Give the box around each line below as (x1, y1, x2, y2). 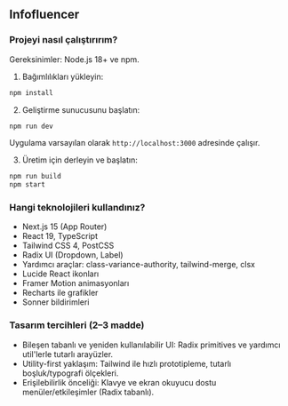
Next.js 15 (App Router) (21, 221, 108, 232)
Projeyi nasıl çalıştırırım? (9, 34, 118, 46)
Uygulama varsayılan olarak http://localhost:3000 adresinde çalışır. (9, 138, 260, 148)
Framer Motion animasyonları (21, 278, 130, 289)
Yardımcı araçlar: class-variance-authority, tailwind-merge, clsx (21, 259, 256, 270)
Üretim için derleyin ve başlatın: (21, 155, 138, 165)
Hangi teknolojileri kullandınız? (9, 202, 146, 214)
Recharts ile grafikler (21, 288, 99, 299)
